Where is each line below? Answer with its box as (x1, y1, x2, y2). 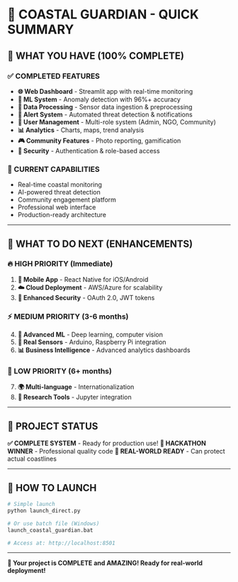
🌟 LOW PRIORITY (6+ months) (7, 366, 112, 376)
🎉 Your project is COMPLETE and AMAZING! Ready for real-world (7, 559, 203, 567)
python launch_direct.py (7, 507, 81, 514)
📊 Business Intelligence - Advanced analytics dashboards (17, 346, 191, 354)
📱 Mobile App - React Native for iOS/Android (17, 275, 149, 283)
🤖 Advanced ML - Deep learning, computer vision (17, 330, 163, 339)
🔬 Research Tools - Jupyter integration (17, 393, 132, 402)
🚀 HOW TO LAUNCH (7, 482, 97, 494)
